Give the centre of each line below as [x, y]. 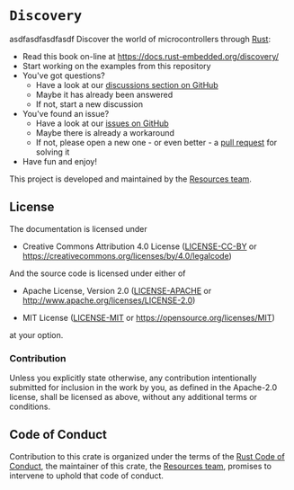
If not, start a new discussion [89, 104]
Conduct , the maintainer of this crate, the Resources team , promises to [141, 466]
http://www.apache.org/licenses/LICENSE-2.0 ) [109, 300]
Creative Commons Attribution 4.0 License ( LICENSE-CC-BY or [140, 246]
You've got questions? [63, 76]
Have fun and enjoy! [59, 161]
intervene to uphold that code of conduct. [87, 476]
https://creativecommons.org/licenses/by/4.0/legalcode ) [127, 255]
